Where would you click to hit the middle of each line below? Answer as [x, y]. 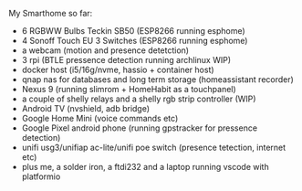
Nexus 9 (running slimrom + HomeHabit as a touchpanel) [129, 89]
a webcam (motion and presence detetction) [105, 50]
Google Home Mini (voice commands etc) [100, 118]
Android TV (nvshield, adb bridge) [86, 108]
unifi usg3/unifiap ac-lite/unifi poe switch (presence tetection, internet [154, 147]
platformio [41, 176]
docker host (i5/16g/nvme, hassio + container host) [118, 69]
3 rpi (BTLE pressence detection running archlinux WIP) [126, 60]
